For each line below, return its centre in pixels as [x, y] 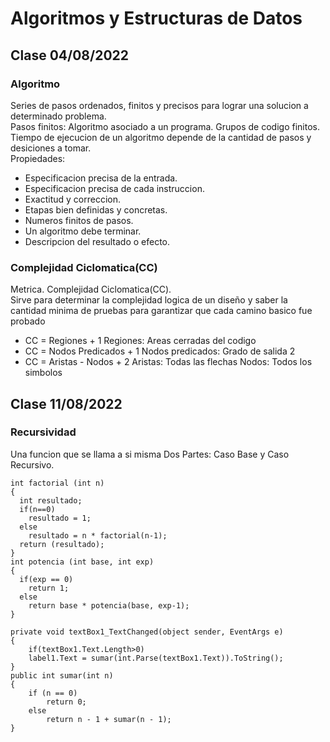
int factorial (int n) [57, 483]
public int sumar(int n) [62, 675]
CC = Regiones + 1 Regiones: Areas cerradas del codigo [140, 341]
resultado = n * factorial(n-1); [98, 535]
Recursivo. [32, 464]
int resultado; [51, 500]
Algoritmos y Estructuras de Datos [156, 18]
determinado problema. [58, 116]
